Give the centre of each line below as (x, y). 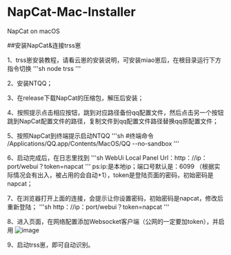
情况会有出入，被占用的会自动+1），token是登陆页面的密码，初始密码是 (113, 175)
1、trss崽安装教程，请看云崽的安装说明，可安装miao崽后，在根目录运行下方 (114, 60)
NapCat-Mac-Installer (71, 12)
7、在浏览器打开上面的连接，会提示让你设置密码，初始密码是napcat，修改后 (115, 198)
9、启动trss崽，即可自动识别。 (51, 245)
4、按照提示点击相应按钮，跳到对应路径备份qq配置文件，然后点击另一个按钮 (115, 112)
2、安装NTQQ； (30, 83)
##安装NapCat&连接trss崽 (44, 45)
